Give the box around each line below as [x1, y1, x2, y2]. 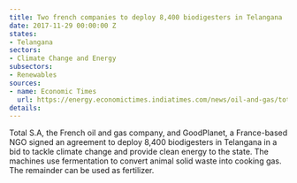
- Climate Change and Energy [9, 54, 117, 63]
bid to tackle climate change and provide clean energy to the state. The [9, 147, 270, 157]
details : [9, 103, 42, 112]
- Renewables [9, 71, 57, 80]
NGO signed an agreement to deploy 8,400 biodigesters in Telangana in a [9, 137, 278, 148]
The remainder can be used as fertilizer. [9, 165, 155, 176]
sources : [9, 79, 42, 88]
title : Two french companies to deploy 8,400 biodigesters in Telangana [9, 12, 283, 22]
